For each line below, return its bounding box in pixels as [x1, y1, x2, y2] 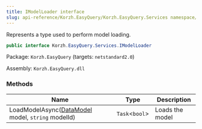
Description [156, 95, 191, 104]
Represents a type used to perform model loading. [6, 31, 131, 38]
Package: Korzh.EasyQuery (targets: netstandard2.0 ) [6, 53, 135, 61]
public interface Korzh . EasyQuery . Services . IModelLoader [6, 43, 152, 49]
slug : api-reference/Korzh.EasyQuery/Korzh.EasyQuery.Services [6, 14, 168, 20]
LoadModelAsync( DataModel [9, 106, 92, 114]
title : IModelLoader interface [6, 8, 85, 15]
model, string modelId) [9, 113, 76, 121]
